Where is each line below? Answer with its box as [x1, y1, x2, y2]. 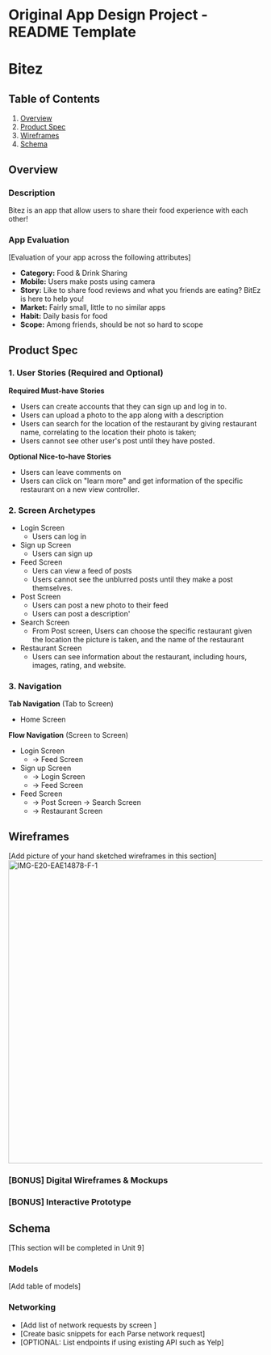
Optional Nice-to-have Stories [8, 451, 111, 461]
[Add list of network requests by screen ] [19, 1320, 157, 1330]
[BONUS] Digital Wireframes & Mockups [8, 1175, 169, 1186]
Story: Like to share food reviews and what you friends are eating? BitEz [19, 286, 261, 295]
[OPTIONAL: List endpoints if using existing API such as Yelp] [19, 1337, 224, 1347]
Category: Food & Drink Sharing [19, 269, 127, 278]
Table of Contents [8, 91, 101, 106]
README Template [8, 23, 137, 41]
